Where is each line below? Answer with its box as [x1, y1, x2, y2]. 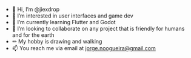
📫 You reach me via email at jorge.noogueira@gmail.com [12, 45, 156, 51]
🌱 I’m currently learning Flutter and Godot [12, 19, 116, 25]
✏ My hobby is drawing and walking [12, 38, 102, 45]
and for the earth [12, 31, 55, 39]
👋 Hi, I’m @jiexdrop [12, 6, 60, 13]
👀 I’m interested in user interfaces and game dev [12, 12, 133, 19]
